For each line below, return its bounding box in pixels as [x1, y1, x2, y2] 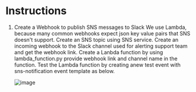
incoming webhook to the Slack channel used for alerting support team [14, 42, 188, 50]
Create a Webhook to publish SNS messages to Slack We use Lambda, [14, 24, 187, 31]
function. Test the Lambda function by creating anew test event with [14, 61, 181, 68]
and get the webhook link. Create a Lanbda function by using [14, 48, 163, 55]
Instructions [5, 4, 67, 18]
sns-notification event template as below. [14, 67, 115, 74]
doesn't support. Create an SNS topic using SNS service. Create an [14, 36, 179, 43]
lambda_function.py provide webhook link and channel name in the [14, 55, 178, 62]
